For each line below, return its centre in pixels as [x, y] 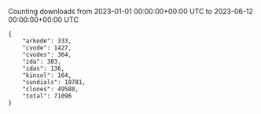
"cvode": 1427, [47, 48]
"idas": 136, [44, 68]
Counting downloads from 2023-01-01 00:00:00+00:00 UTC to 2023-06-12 [131, 11]
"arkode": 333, [47, 41]
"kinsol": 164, [47, 75]
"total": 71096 [47, 96]
